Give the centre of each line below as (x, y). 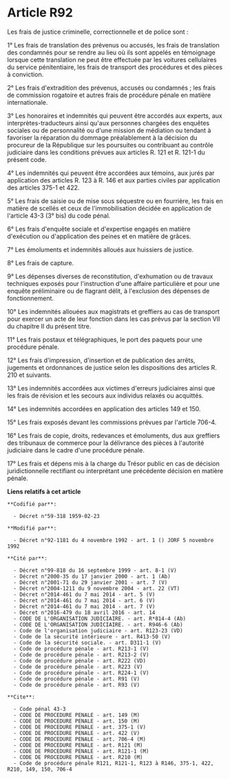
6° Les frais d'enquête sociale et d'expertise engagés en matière (99, 229)
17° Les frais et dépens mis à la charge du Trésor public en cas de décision (114, 464)
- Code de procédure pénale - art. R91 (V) (76, 679)
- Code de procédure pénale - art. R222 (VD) (80, 661)
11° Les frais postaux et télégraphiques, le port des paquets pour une (105, 340)
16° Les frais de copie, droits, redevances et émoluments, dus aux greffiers (114, 435)
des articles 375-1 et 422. (43, 187)
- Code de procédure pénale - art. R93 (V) (76, 685)
